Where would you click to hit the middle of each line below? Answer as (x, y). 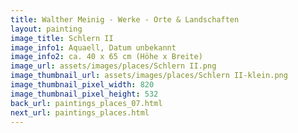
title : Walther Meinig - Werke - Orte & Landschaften (125, 19)
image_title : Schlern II (62, 38)
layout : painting (46, 29)
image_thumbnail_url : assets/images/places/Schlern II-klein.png (149, 76)
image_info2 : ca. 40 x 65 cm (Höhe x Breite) (106, 57)
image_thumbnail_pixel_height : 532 (84, 94)
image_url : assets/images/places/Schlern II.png (113, 66)
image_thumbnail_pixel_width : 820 (82, 85)
